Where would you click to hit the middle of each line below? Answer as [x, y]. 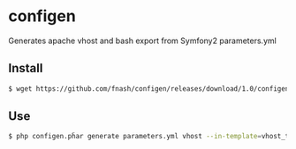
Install [26, 68]
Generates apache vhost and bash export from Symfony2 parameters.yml [143, 41]
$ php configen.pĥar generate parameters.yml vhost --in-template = [135, 137]
